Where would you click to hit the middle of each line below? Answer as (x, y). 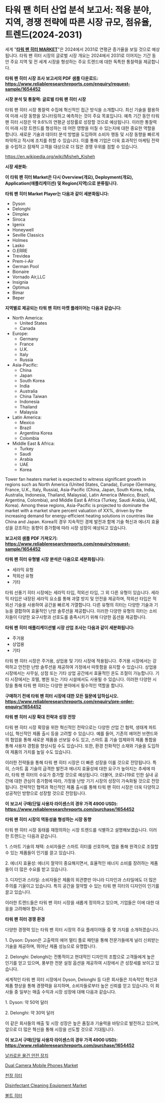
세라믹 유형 (23, 569)
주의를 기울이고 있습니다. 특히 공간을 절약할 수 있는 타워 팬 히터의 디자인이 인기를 (82, 886)
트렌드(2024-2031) (44, 35)
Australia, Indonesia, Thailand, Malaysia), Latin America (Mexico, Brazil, (77, 495)
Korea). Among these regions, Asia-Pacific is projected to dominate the (77, 505)
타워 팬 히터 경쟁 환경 (25, 919)
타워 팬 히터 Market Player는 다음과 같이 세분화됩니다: (57, 194)
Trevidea (21, 256)
